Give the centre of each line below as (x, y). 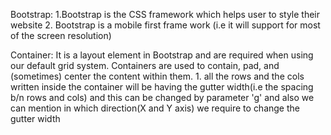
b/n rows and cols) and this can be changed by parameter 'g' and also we (162, 97)
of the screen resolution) (61, 35)
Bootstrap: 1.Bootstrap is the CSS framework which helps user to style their (165, 14)
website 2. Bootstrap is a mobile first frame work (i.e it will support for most (165, 25)
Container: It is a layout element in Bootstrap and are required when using (162, 55)
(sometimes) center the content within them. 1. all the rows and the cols (157, 76)
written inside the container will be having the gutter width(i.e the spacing (162, 87)
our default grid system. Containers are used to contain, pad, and (145, 65)
